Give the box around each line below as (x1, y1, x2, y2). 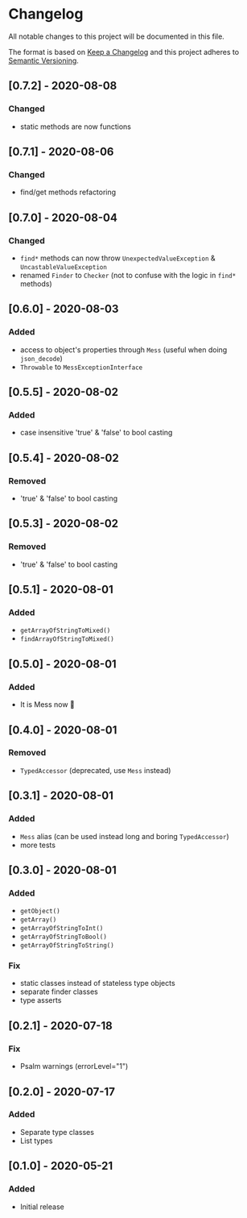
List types (19, 1136, 53, 1145)
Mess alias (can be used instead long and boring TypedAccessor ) (19, 831, 229, 841)
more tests (19, 840, 56, 850)
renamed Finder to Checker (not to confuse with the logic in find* (19, 271, 237, 280)
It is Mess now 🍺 (19, 700, 75, 709)
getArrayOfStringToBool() (19, 933, 107, 942)
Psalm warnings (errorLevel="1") (19, 1062, 129, 1071)
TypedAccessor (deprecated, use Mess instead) (19, 765, 171, 775)
